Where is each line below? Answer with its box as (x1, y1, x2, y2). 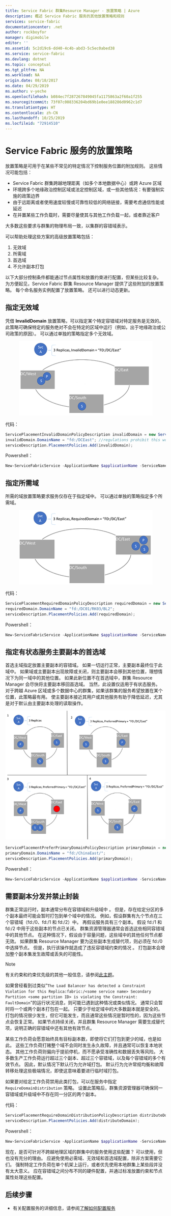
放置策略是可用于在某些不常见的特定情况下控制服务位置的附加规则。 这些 (5, 163, 158, 169)
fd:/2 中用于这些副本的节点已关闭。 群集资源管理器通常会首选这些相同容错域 (5, 925, 165, 931)
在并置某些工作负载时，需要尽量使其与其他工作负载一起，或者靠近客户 (12, 212, 160, 218)
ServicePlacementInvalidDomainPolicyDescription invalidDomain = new (5, 432, 156, 437)
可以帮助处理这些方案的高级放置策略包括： (5, 233, 95, 239)
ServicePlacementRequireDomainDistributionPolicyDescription (5, 1113, 138, 1118)
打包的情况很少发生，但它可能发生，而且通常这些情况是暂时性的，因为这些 (5, 1012, 161, 1019)
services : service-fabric (5, 19, 60, 24)
